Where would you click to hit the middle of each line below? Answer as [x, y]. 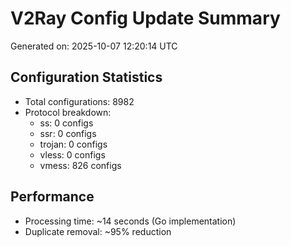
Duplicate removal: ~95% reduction [98, 231]
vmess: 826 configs [80, 165]
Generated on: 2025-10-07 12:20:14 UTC [94, 46]
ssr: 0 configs [68, 133]
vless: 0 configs [72, 154]
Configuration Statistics [86, 77]
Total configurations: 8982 [79, 101]
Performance [52, 197]
